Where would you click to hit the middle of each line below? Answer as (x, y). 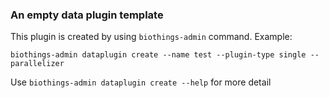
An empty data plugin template (87, 15)
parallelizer (37, 64)
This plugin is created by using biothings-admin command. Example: (151, 37)
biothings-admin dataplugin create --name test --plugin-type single (158, 55)
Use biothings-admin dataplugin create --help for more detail (141, 82)
